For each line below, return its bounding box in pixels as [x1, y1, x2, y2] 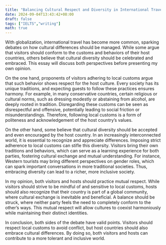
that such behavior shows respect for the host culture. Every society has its [5, 80, 159, 87]
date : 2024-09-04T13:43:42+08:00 [5, 12, 74, 17]
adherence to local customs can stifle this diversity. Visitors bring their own [5, 143, 159, 148]
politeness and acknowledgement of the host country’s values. [5, 117, 133, 123]
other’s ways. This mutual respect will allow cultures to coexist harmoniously [5, 205, 161, 211]
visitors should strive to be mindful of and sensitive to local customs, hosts [5, 184, 157, 190]
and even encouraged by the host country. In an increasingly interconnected [5, 132, 161, 138]
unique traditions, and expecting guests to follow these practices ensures [5, 86, 155, 92]
